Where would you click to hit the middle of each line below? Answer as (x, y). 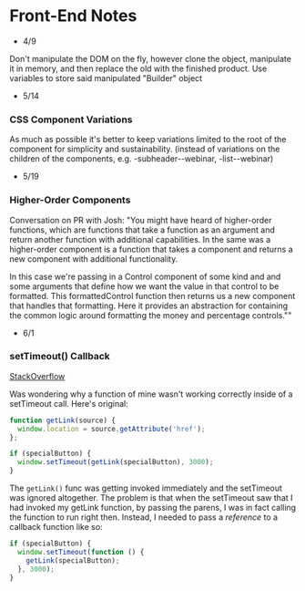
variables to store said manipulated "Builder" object (106, 78)
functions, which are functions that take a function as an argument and (142, 230)
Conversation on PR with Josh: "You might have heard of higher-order (141, 220)
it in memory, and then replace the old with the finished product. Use (138, 68)
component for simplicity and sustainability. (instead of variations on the (145, 149)
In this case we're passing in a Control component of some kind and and (145, 276)
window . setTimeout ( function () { (81, 552)
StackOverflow (37, 376)
